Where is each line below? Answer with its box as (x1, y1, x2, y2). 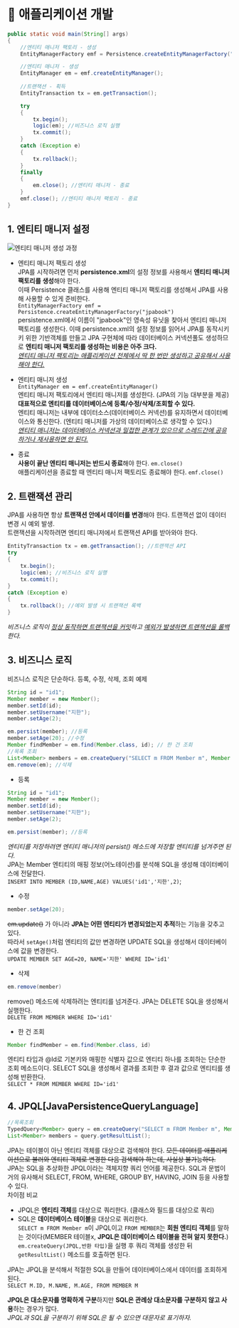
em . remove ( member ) (7, 983, 62, 990)
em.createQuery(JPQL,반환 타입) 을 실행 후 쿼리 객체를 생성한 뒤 (17, 1241, 193, 1250)
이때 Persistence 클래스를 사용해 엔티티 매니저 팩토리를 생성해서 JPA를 (17, 285, 216, 294)
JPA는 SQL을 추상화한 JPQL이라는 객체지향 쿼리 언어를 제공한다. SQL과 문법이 (7, 1164, 226, 1172)
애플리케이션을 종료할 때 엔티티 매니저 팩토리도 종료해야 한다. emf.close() (17, 468, 224, 476)
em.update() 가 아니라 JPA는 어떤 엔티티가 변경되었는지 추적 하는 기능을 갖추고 (7, 919, 225, 928)
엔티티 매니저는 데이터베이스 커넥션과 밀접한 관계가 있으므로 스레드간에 (17, 426, 214, 434)
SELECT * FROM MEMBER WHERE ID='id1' (7, 1081, 119, 1088)
